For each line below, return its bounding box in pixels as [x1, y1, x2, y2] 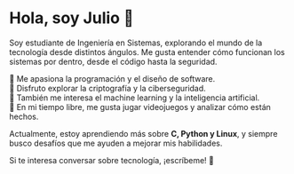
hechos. [9, 111, 39, 122]
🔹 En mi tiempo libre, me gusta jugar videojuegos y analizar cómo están [9, 101, 271, 112]
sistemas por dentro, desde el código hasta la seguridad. [9, 56, 218, 67]
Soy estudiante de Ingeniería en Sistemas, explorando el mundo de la [9, 37, 263, 48]
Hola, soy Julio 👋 [9, 8, 135, 28]
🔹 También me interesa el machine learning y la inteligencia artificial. [9, 92, 260, 103]
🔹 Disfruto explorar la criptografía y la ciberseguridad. [9, 83, 206, 93]
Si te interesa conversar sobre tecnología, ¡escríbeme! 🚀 [9, 154, 215, 165]
